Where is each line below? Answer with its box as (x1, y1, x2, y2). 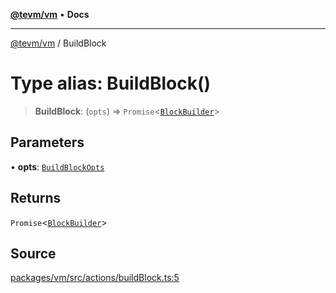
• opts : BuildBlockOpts (10, 160, 105, 173)
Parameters (10, 134, 85, 151)
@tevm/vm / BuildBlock (10, 37, 107, 49)
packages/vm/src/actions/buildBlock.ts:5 (10, 272, 180, 284)
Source (10, 245, 57, 262)
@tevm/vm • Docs (10, 9, 90, 20)
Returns (10, 190, 62, 207)
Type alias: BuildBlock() (10, 72, 212, 95)
